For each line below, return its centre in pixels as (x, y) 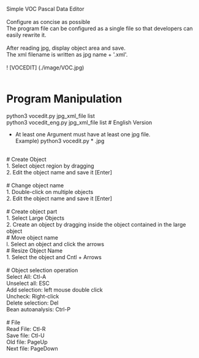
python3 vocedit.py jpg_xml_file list (51, 115)
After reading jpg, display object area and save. (66, 48)
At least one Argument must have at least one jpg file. (83, 134)
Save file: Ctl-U (25, 335)
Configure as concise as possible (48, 22)
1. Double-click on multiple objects (50, 192)
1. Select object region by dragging (50, 166)
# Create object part (32, 211)
